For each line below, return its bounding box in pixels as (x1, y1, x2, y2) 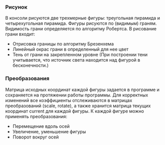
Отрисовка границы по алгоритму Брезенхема (12, 41, 114, 47)
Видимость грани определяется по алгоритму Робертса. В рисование (5, 26, 157, 32)
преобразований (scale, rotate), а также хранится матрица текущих (5, 103, 151, 109)
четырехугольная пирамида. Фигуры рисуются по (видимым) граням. (5, 20, 157, 26)
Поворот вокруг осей (12, 134, 59, 140)
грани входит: (5, 31, 35, 37)
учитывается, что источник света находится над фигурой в (12, 57, 140, 63)
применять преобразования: (5, 113, 68, 119)
